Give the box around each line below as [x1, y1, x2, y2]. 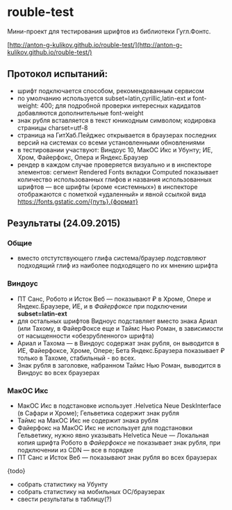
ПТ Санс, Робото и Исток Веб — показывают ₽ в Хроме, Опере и [17, 295, 211, 303]
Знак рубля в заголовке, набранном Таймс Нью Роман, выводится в [17, 361, 221, 369]
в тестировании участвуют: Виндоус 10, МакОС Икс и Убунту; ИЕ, [17, 145, 213, 154]
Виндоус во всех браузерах [17, 368, 100, 377]
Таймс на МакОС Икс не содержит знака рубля [17, 416, 158, 425]
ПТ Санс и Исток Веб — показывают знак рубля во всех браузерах [17, 453, 217, 462]
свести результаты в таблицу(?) [17, 495, 113, 504]
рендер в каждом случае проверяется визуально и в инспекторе [17, 161, 212, 169]
